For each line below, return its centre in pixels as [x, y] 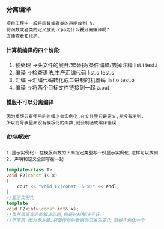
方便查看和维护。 [24, 36]
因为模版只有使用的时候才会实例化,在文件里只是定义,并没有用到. [75, 116]
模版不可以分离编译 [30, 102]
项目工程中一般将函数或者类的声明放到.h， [52, 23]
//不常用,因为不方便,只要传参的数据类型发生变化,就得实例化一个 [76, 220]
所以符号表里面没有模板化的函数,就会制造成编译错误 [61, 123]
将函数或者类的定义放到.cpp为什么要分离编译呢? [58, 30]
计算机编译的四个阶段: [34, 50]
